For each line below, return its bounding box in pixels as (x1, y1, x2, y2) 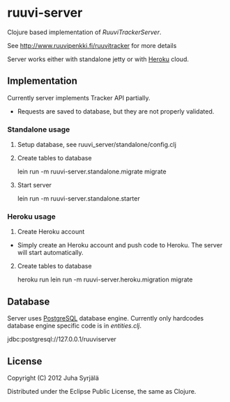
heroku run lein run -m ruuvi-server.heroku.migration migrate (17, 275, 193, 284)
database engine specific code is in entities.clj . (7, 322, 141, 330)
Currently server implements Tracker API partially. (7, 93, 151, 102)
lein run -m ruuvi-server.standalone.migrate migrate (17, 167, 167, 176)
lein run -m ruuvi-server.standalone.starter (17, 194, 141, 203)
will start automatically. (17, 249, 84, 257)
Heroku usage (7, 211, 56, 221)
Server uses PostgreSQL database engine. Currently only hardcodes (7, 314, 204, 323)
